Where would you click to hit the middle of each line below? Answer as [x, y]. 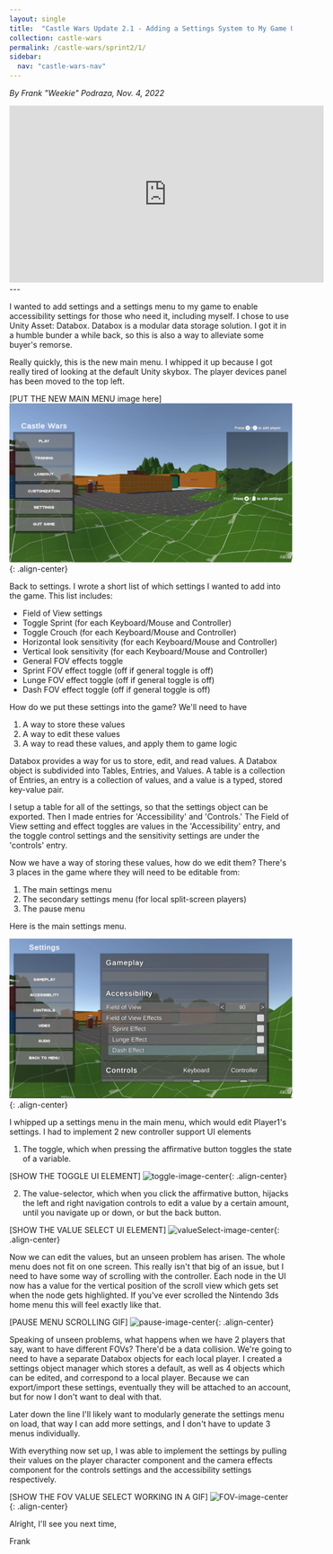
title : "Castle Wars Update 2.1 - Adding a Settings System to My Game [148, 28]
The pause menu [53, 909]
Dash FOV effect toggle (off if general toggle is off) [116, 689]
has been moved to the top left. [67, 381]
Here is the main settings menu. [68, 926]
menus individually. [45, 1433]
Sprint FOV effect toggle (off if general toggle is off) [118, 670]
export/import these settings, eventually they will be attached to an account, [150, 1387]
